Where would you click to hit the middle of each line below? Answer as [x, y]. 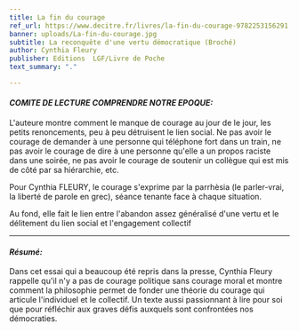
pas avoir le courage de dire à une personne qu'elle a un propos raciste [140, 151]
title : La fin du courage [57, 17]
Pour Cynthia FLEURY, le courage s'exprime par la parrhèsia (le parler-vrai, [147, 187]
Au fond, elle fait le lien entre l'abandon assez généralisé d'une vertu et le [144, 214]
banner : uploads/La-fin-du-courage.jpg [83, 34]
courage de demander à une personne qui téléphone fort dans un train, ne [145, 142]
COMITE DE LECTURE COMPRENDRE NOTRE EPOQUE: [111, 103]
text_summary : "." [43, 67]
